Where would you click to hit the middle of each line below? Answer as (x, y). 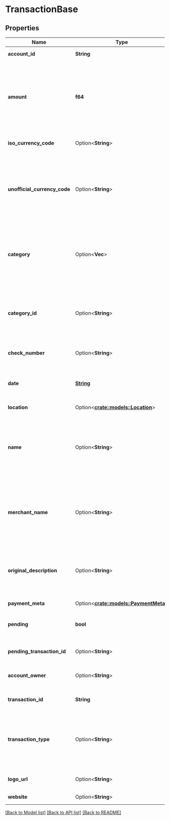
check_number (26, 353)
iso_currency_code (31, 143)
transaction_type (29, 739)
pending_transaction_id (37, 651)
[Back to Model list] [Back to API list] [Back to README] (63, 812)
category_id (22, 313)
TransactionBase (42, 9)
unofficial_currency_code (39, 189)
